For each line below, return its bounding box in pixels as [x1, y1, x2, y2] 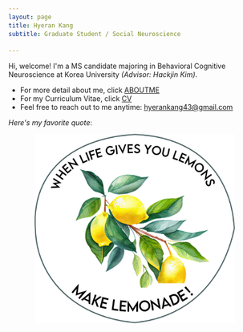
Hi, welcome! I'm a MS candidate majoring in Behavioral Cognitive [8, 61, 226, 71]
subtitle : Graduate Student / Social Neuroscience [8, 30, 181, 38]
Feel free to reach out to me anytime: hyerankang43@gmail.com [19, 103, 233, 112]
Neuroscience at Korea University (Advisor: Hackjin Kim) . [8, 70, 198, 79]
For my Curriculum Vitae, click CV [19, 94, 132, 103]
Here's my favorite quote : [8, 118, 93, 128]
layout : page [8, 13, 52, 21]
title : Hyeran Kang [8, 21, 74, 30]
